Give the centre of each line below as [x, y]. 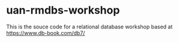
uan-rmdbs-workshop [63, 10]
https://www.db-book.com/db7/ [46, 33]
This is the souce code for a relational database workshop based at [89, 27]
